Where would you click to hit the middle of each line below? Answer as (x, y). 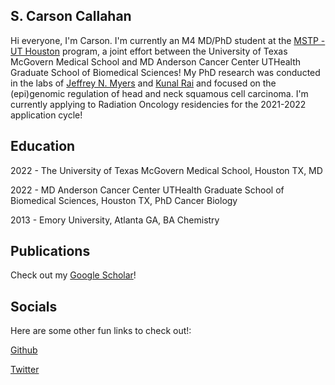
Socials (34, 306)
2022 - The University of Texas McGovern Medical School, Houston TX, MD (166, 170)
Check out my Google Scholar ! (73, 275)
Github (24, 350)
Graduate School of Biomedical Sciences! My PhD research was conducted (165, 72)
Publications (50, 251)
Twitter (25, 370)
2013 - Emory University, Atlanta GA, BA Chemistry (115, 220)
